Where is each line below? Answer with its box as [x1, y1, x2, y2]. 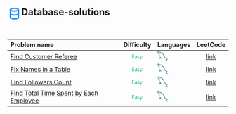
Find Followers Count [10, 77, 72, 86]
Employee [10, 96, 39, 105]
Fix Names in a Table [10, 65, 71, 73]
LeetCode [196, 41, 226, 49]
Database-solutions [21, 6, 110, 18]
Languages [157, 41, 191, 49]
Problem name [10, 41, 54, 49]
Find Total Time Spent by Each [10, 89, 98, 98]
